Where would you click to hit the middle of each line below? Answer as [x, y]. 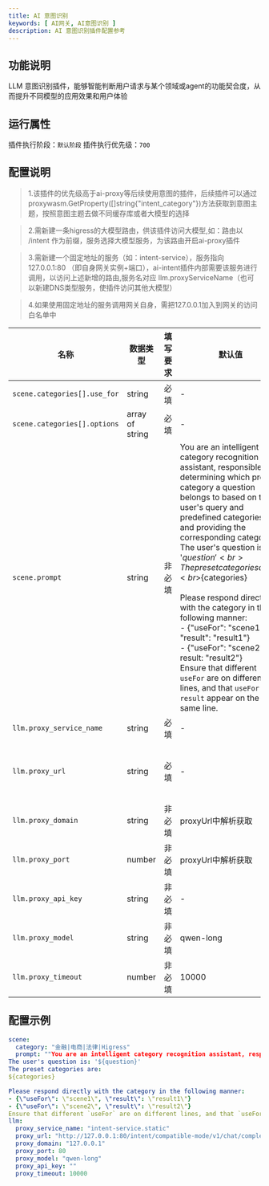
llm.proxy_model [43, 937]
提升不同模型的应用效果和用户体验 [71, 96]
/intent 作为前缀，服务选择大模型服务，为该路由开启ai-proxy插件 [134, 240]
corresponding [208, 537]
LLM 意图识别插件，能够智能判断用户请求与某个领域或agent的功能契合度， [131, 86]
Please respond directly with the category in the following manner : [127, 1091]
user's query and [212, 507]
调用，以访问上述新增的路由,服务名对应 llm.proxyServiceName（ [134, 277]
